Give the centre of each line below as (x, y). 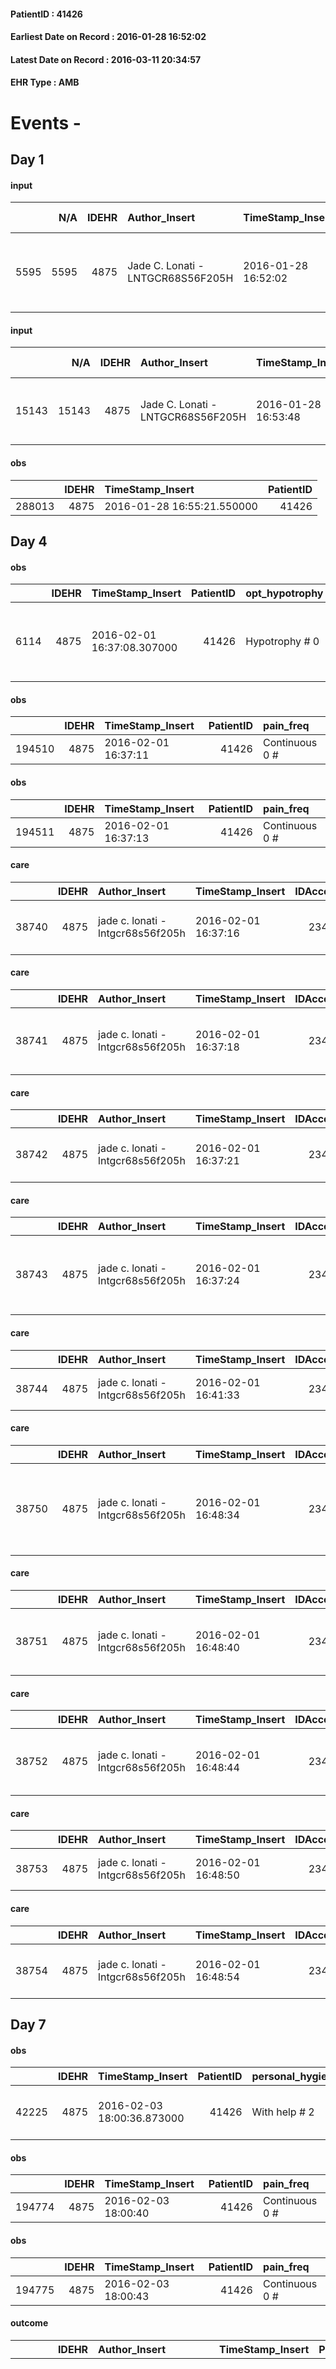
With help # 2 (283, 2112)
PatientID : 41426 (46, 14)
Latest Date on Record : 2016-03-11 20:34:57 (106, 59)
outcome (29, 2323)
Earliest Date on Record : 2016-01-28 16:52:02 (108, 37)
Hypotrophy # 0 (282, 642)
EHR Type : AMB (45, 82)
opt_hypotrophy (284, 593)
